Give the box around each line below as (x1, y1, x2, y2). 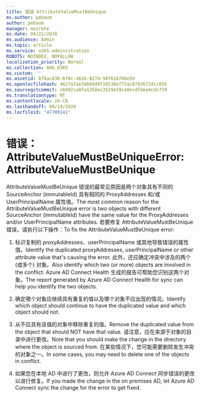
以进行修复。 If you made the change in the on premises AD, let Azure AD (14, 377, 194, 384)
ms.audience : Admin (6, 37, 55, 43)
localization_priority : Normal (6, 59, 84, 65)
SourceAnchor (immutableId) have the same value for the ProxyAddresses (6, 211, 189, 219)
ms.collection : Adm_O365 (6, 64, 68, 71)
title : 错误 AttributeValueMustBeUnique (6, 8, 106, 15)
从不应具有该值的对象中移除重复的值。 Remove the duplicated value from (14, 321, 194, 328)
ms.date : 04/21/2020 (6, 31, 58, 37)
